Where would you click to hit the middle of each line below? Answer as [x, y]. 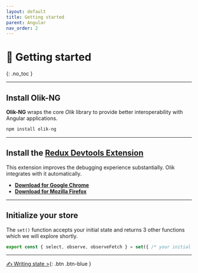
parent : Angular [26, 22]
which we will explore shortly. [42, 236]
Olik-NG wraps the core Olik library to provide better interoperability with [95, 112]
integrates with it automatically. [44, 173]
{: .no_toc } [19, 74]
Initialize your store [42, 215]
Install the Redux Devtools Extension [75, 153]
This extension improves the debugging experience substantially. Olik [90, 167]
